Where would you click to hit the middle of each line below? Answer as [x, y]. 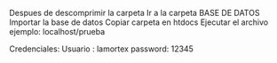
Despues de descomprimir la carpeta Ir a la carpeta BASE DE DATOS [135, 13]
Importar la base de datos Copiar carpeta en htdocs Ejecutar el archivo [139, 22]
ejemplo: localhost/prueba [57, 31]
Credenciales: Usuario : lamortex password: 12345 [101, 49]
